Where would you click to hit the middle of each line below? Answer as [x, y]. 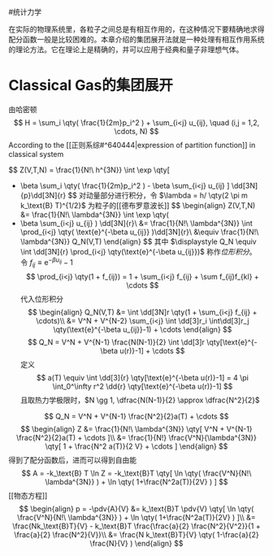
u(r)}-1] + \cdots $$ [152, 351]
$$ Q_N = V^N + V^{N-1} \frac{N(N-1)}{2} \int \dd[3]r [116, 342]
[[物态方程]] [28, 496]
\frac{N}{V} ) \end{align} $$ [136, 544]
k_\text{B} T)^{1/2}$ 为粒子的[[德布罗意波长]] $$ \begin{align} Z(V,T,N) [138, 205]
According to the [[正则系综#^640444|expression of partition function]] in [132, 145]
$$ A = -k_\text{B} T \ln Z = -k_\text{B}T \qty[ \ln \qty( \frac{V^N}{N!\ [136, 473]
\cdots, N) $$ [136, 131]
